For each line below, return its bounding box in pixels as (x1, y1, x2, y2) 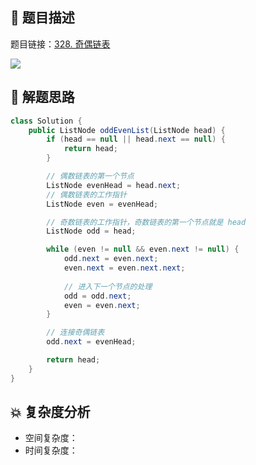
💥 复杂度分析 (10, 404, 91, 421)
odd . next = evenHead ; (46, 337, 137, 347)
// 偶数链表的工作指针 (46, 189, 127, 200)
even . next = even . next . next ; (63, 263, 186, 273)
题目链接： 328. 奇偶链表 (10, 38, 111, 50)
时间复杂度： (24, 444, 78, 457)
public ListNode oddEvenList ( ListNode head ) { (28, 125, 226, 135)
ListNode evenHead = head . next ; (46, 180, 182, 190)
